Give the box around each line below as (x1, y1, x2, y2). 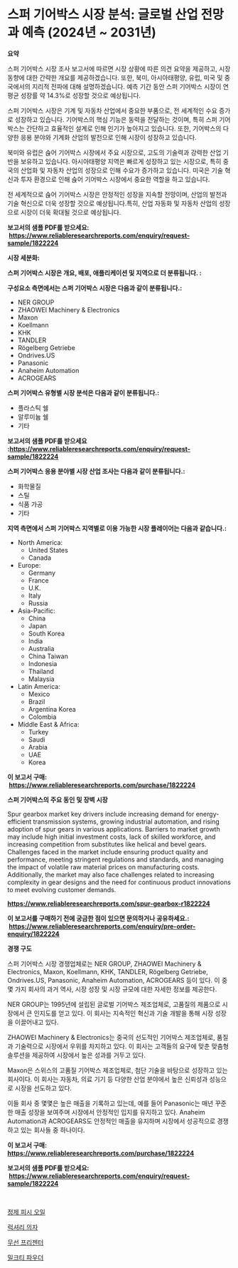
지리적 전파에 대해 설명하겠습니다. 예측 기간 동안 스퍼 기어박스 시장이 (31, 82, 222, 91)
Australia (28, 644, 55, 653)
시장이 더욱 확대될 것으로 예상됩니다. (20, 208, 121, 216)
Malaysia (28, 675, 55, 683)
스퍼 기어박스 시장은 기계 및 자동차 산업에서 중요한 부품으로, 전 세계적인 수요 (7, 106, 218, 115)
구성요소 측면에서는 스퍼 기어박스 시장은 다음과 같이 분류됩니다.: (7, 283, 183, 292)
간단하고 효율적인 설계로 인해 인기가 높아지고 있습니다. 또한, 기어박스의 (26, 124, 222, 133)
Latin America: (17, 682, 60, 690)
